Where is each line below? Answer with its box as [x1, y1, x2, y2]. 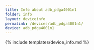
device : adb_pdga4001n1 [5, 26, 55, 31]
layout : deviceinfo [5, 16, 46, 21]
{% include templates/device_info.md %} [5, 39, 90, 45]
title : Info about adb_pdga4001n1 [5, 7, 77, 12]
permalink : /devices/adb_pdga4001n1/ [5, 21, 84, 26]
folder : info [5, 12, 32, 17]
